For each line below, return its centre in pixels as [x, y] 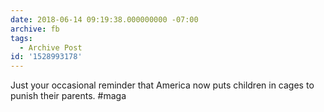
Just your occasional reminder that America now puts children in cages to [162, 85]
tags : [21, 38]
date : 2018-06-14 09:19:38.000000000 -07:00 [104, 19]
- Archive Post [51, 47]
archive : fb [35, 29]
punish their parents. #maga [68, 96]
